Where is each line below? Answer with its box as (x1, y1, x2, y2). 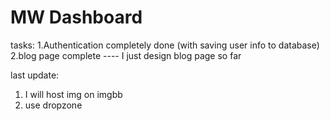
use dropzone (24, 99, 83, 111)
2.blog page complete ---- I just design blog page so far (10, 49, 242, 61)
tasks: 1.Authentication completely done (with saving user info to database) (10, 39, 320, 51)
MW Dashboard (10, 6, 143, 29)
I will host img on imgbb (24, 88, 123, 100)
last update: (10, 69, 60, 81)
